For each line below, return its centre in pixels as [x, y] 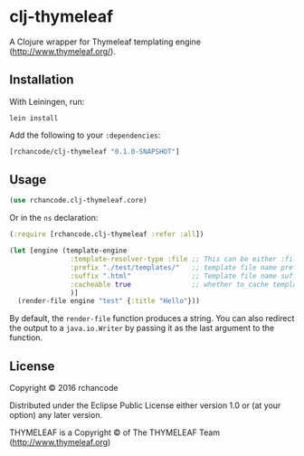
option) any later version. [56, 415]
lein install [34, 118]
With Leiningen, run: [47, 101]
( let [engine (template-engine [68, 251]
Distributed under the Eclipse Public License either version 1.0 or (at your [145, 405]
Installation [42, 80]
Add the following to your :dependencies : [85, 135]
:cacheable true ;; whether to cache [170, 284]
